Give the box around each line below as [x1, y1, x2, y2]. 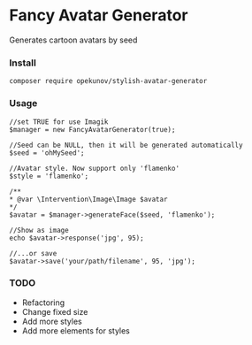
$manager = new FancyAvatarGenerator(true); [9, 125, 176, 134]
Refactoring [21, 297, 65, 308]
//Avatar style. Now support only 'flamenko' [9, 164, 179, 172]
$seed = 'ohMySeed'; [9, 148, 86, 157]
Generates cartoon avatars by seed [9, 34, 138, 45]
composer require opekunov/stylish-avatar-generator [9, 77, 208, 86]
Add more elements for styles [21, 325, 131, 336]
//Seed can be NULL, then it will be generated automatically [9, 141, 243, 149]
